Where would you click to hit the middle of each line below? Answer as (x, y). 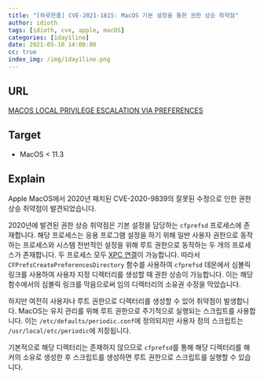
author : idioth (33, 23)
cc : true (22, 52)
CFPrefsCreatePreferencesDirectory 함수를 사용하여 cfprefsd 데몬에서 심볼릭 (130, 265)
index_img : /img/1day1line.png (59, 60)
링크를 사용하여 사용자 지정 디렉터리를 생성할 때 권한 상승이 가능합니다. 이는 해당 (131, 275)
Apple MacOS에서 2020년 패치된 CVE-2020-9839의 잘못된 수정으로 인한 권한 (130, 199)
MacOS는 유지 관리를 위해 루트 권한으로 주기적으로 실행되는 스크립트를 (127, 311)
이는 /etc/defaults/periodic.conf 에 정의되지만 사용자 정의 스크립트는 (134, 321)
